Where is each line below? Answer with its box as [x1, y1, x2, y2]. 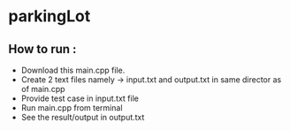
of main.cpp [20, 84, 65, 94]
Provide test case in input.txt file [20, 93, 139, 104]
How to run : [8, 42, 77, 57]
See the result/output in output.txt [20, 112, 145, 122]
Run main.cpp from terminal [20, 103, 123, 112]
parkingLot [8, 6, 91, 27]
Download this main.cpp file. [20, 65, 126, 75]
